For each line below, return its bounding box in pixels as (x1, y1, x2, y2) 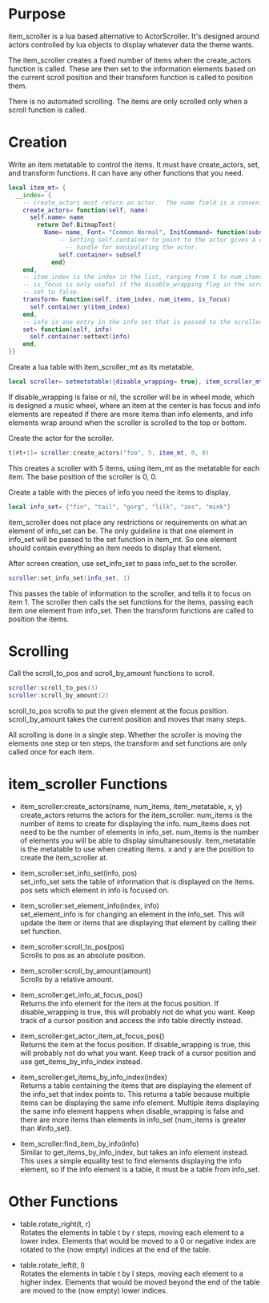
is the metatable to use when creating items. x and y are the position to (19, 844, 255, 854)
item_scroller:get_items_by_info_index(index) (19, 1072, 168, 1082)
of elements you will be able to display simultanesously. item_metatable (19, 836, 256, 846)
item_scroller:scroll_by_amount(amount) (19, 966, 151, 976)
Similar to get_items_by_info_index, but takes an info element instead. (19, 1147, 249, 1157)
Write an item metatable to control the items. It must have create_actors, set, (8, 160, 260, 169)
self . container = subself (58, 250, 142, 259)
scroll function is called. (8, 105, 87, 115)
